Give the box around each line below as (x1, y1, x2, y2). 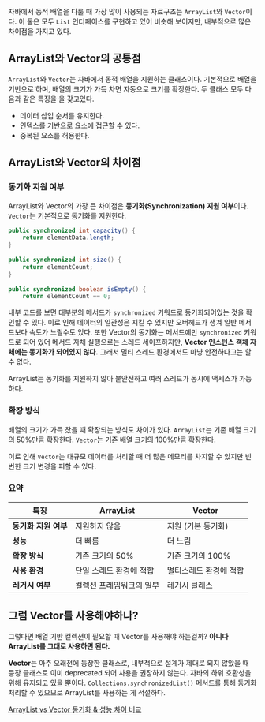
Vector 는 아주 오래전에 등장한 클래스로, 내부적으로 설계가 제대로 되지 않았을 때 (8, 658, 250, 668)
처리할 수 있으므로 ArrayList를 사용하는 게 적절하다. (8, 687, 166, 697)
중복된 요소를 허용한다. (19, 130, 90, 140)
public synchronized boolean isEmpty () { (8, 285, 147, 294)
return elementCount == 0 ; (22, 293, 111, 301)
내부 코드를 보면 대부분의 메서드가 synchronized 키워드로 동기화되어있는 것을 (8, 308, 244, 317)
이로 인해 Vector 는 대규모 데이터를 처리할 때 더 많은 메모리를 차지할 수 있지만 (8, 451, 244, 461)
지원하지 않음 (74, 520, 121, 531)
